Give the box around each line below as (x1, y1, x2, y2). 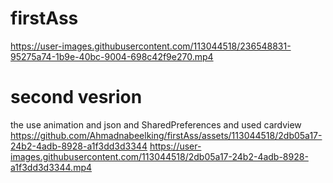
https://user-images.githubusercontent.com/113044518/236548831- (10, 40, 292, 52)
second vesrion (10, 86, 143, 109)
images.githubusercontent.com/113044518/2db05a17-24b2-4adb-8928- (10, 150, 309, 162)
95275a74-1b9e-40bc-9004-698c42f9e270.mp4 (10, 50, 214, 62)
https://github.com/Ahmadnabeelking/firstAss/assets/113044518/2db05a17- (10, 129, 323, 141)
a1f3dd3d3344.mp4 (10, 161, 93, 173)
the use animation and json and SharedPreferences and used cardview (10, 118, 302, 131)
